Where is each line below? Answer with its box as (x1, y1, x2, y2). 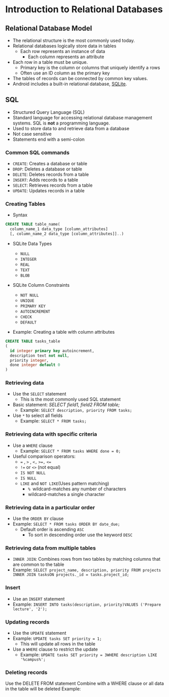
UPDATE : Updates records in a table (12, 188, 85, 194)
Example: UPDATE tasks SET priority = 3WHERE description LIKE (20, 652, 157, 658)
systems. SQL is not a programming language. (12, 120, 110, 126)
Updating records (5, 618, 50, 626)
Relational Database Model (5, 24, 93, 33)
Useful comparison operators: (12, 453, 76, 459)
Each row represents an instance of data (20, 48, 105, 54)
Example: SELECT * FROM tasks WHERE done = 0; (20, 447, 121, 454)
